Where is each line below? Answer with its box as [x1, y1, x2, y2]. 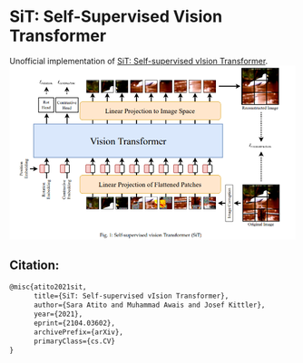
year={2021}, [33, 310, 83, 319]
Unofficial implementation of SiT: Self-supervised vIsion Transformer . [9, 55, 269, 66]
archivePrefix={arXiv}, [33, 328, 124, 337]
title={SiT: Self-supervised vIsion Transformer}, [33, 291, 230, 301]
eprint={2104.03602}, [33, 319, 116, 328]
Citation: [9, 257, 60, 272]
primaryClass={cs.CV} [33, 337, 116, 346]
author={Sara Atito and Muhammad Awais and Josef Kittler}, [33, 301, 266, 310]
